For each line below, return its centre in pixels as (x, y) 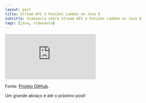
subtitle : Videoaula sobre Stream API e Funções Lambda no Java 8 (73, 18)
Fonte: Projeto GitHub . (27, 86)
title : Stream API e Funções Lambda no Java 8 (53, 14)
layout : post (18, 9)
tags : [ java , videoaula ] (30, 23)
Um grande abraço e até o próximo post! (45, 96)
